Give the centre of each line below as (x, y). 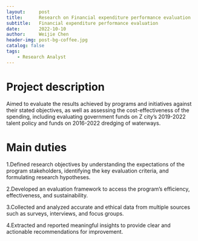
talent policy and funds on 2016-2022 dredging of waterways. (84, 123)
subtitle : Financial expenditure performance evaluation (82, 23)
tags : (13, 51)
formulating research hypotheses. (48, 177)
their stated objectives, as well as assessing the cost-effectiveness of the (98, 110)
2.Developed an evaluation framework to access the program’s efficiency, (98, 189)
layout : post (28, 12)
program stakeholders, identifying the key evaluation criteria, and (87, 171)
